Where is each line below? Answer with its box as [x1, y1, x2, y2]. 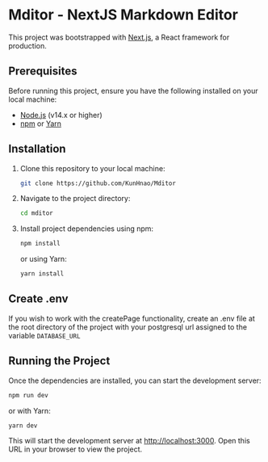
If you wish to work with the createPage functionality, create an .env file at [8, 313, 256, 323]
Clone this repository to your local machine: [19, 163, 165, 173]
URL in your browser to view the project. [8, 444, 143, 454]
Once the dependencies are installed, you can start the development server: [8, 376, 262, 385]
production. [8, 40, 47, 50]
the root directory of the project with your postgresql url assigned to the [8, 321, 248, 332]
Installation [8, 142, 66, 156]
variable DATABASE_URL [8, 330, 81, 340]
